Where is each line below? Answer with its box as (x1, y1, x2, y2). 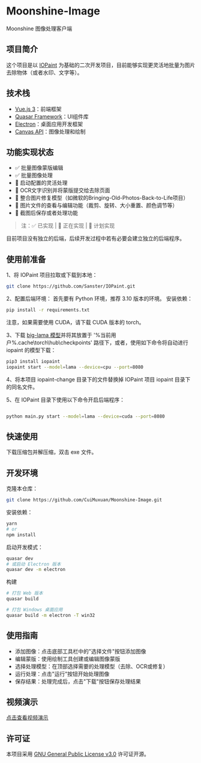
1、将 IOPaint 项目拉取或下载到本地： (6, 271, 98, 279)
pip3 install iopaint (6, 358, 61, 365)
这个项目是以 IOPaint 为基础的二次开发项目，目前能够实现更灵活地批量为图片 (6, 61, 196, 69)
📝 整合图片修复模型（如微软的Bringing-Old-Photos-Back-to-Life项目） (14, 194, 189, 202)
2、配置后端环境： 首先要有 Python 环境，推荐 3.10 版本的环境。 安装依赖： (6, 295, 193, 302)
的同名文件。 (6, 383, 38, 391)
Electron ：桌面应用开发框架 (14, 120, 83, 128)
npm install (6, 531, 36, 538)
